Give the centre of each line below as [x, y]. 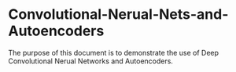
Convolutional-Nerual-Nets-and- [118, 14]
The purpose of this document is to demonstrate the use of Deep [113, 52]
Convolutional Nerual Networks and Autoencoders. [90, 61]
